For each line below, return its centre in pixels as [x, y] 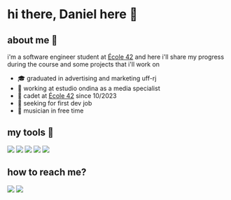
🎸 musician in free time [50, 110]
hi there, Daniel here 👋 [72, 14]
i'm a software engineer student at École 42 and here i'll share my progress [116, 57]
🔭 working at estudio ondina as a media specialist [89, 88]
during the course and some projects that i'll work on [83, 64]
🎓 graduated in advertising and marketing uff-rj [87, 78]
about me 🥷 [33, 40]
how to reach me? [47, 172]
